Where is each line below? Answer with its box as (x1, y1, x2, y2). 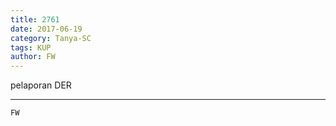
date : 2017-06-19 (10, 24, 83, 34)
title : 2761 (10, 14, 60, 25)
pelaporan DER (10, 79, 72, 91)
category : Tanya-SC (10, 33, 92, 43)
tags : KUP (10, 42, 52, 53)
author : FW (10, 52, 56, 62)
